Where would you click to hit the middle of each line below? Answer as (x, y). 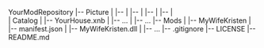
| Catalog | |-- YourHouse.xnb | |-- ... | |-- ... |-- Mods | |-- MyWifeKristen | (130, 20)
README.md (29, 37)
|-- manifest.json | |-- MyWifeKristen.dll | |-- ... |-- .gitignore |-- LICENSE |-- (132, 29)
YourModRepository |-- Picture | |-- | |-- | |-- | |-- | (90, 12)
